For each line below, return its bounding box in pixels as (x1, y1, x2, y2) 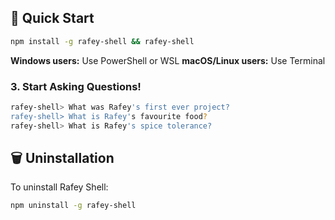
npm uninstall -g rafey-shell (10, 201, 137, 211)
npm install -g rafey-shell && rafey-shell (10, 36, 195, 46)
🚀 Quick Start (10, 10, 95, 27)
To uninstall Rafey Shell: (10, 181, 109, 193)
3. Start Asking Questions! (10, 79, 142, 93)
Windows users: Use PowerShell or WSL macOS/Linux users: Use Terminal (10, 54, 326, 66)
